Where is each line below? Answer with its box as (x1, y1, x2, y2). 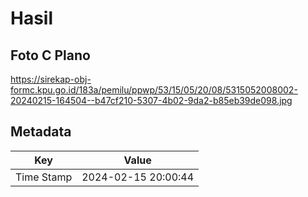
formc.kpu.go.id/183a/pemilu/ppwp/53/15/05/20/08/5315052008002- (10, 84, 298, 96)
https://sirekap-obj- (10, 73, 92, 85)
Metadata (10, 123, 72, 141)
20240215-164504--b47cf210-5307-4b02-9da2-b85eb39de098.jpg (10, 95, 293, 106)
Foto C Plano (10, 47, 91, 64)
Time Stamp (15, 170, 73, 184)
